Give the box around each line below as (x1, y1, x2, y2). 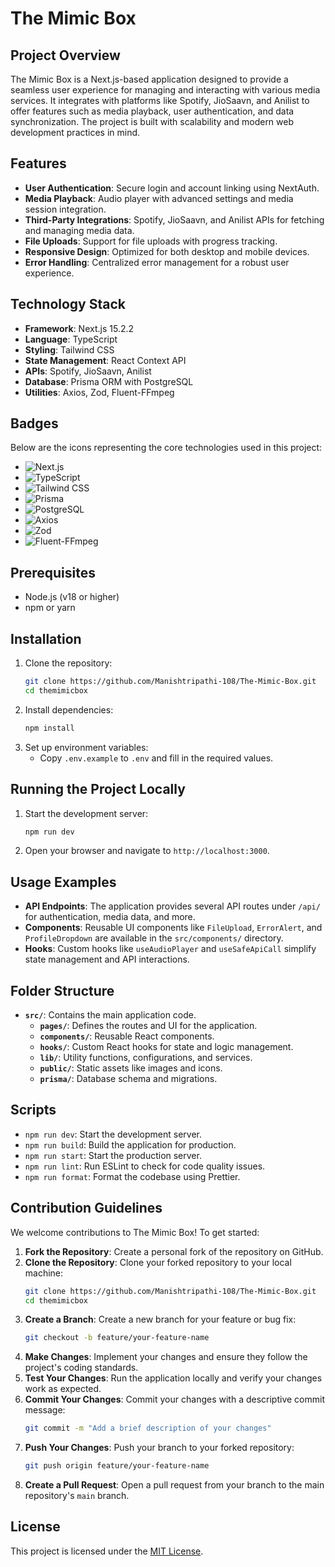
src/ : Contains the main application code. (24, 1009, 197, 1021)
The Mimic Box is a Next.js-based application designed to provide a (10, 73, 289, 85)
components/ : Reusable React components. (39, 1030, 215, 1042)
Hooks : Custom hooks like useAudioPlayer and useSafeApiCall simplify (24, 943, 317, 955)
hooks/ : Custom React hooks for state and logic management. (39, 1041, 294, 1052)
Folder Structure (10, 982, 115, 999)
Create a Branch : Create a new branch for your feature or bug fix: (24, 1313, 297, 1326)
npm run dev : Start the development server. (24, 1128, 202, 1140)
